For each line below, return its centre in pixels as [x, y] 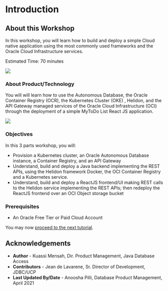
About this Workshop [40, 28]
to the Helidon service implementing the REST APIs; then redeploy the [86, 188]
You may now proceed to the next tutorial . [49, 227]
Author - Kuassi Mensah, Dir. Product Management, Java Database [83, 256]
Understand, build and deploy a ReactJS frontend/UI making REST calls [88, 182]
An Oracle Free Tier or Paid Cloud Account [58, 217]
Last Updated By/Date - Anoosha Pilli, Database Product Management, [87, 277]
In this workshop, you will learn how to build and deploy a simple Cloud [80, 40]
